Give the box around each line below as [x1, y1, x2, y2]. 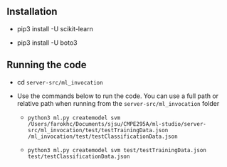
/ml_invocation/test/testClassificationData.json [27, 133, 179, 140]
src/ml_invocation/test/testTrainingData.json [27, 126, 169, 134]
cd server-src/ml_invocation [16, 77, 104, 86]
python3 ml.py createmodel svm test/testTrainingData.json [27, 146, 207, 153]
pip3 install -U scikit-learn [16, 24, 93, 33]
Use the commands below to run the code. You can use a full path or [16, 92, 218, 100]
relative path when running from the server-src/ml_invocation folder [16, 99, 220, 107]
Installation [6, 6, 58, 18]
